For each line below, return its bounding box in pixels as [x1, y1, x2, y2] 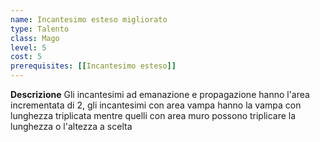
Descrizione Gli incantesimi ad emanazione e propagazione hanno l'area [10, 89, 310, 100]
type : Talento [10, 24, 70, 34]
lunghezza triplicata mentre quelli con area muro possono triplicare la [10, 110, 297, 121]
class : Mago [10, 33, 60, 43]
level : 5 [10, 42, 47, 53]
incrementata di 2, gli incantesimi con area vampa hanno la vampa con [10, 99, 302, 111]
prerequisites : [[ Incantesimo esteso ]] [10, 61, 177, 71]
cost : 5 [10, 52, 43, 62]
